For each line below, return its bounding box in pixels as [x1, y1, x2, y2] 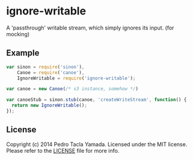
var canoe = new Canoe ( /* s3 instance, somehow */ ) [6, 86, 138, 92]
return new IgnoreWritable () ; [11, 102, 87, 109]
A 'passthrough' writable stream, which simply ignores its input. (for [6, 24, 174, 31]
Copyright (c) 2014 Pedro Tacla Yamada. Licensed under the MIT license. [6, 140, 188, 148]
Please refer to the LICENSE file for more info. [6, 147, 120, 154]
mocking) [6, 30, 30, 37]
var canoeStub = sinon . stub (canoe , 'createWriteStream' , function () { [6, 97, 187, 103]
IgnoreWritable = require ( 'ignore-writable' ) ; [17, 75, 136, 81]
